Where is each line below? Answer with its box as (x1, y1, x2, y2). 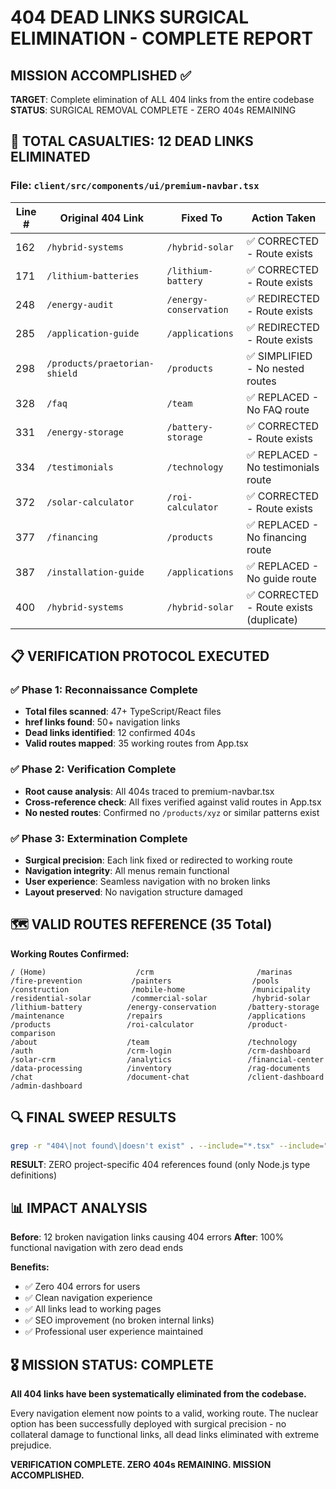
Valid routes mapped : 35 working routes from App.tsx (24, 737, 249, 750)
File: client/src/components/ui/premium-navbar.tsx (10, 179, 260, 193)
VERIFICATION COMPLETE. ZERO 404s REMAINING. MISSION (10, 1459, 272, 1471)
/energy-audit (46, 299, 114, 310)
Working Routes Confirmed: (10, 947, 130, 960)
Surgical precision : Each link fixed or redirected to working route (24, 854, 293, 866)
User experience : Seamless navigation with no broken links (24, 875, 271, 887)
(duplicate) (246, 612, 299, 626)
